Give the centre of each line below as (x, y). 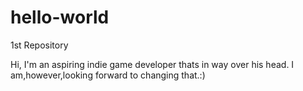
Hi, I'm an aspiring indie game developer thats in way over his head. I (152, 64)
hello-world (60, 17)
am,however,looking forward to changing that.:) (108, 75)
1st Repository (39, 45)
